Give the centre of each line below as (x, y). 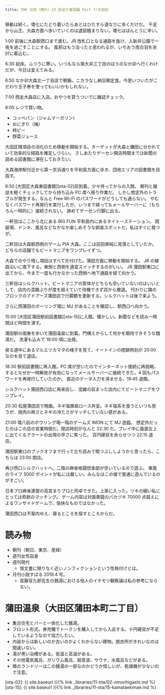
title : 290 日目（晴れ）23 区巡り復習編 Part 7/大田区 (57, 10)
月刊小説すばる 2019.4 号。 (40, 574)
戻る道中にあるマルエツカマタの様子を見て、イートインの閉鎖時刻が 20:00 (81, 349)
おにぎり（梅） (27, 124)
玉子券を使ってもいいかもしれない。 (54, 86)
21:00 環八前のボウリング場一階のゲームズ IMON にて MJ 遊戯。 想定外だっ (82, 422)
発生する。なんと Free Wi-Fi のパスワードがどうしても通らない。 (83, 198)
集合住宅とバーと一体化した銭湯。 (47, 623)
